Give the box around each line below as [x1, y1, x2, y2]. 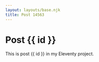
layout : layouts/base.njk [5, 7, 60, 13]
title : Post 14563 [5, 12, 44, 17]
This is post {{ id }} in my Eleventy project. [5, 51, 94, 57]
